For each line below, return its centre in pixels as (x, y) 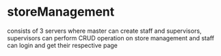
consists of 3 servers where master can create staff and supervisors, (104, 31)
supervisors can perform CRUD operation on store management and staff (110, 38)
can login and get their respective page (63, 45)
